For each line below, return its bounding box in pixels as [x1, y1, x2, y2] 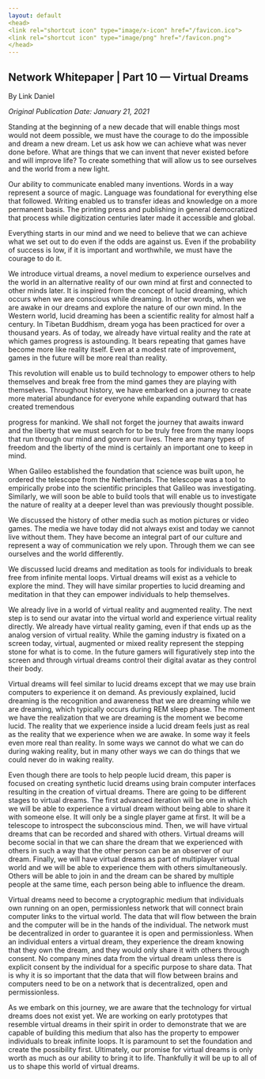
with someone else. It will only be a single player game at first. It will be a [8, 812, 246, 822]
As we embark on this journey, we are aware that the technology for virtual [8, 1002, 252, 1012]
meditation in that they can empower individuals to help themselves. [8, 589, 230, 598]
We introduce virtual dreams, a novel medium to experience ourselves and [8, 268, 251, 278]
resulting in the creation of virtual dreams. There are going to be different [8, 787, 247, 796]
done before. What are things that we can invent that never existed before [8, 147, 249, 157]
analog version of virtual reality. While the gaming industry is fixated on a [8, 630, 247, 640]
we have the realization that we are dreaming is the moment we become [8, 712, 244, 722]
